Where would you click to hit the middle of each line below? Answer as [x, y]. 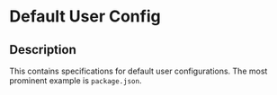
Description [43, 50]
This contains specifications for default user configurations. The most [138, 71]
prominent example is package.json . [76, 81]
